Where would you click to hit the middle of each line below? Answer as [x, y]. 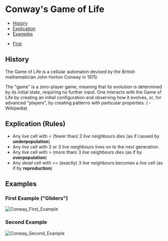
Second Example [26, 222]
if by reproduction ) [32, 168]
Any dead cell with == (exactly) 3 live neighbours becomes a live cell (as [88, 163]
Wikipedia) [16, 108]
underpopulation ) [31, 141]
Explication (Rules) [35, 124]
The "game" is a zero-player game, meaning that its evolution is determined [83, 87]
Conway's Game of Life [55, 9]
